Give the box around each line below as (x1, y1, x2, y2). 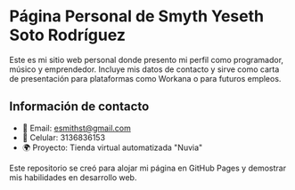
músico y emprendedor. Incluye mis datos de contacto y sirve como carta (9, 64, 280, 75)
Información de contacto (9, 99, 150, 115)
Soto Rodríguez (9, 25, 127, 45)
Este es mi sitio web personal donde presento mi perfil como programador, (9, 54, 283, 65)
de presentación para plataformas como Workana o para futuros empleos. (9, 73, 282, 83)
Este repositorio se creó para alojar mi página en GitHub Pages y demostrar (9, 162, 287, 173)
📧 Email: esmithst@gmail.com (21, 123, 131, 133)
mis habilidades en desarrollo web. (9, 171, 137, 183)
